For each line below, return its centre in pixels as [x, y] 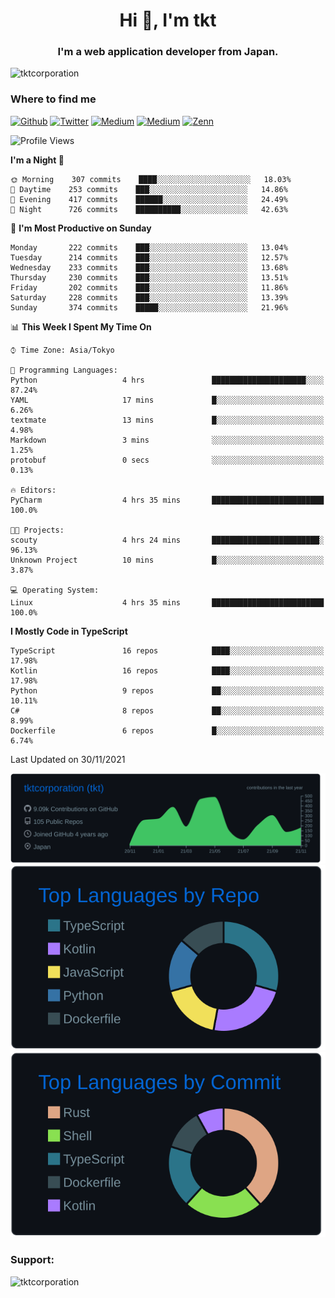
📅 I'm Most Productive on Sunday [81, 228]
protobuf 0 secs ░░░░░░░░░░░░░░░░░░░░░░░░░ [167, 460]
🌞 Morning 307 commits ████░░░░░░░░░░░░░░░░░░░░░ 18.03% [151, 179]
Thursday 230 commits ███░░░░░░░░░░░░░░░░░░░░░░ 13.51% [149, 277]
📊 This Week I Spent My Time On [81, 326]
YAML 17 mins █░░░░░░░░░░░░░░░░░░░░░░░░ [167, 400]
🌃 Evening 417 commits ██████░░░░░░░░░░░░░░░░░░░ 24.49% [149, 199]
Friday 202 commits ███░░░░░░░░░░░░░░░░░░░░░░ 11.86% [149, 287]
